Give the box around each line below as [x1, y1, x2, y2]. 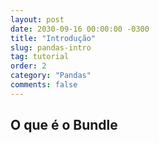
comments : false [10, 80, 78, 90]
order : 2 [10, 61, 47, 71]
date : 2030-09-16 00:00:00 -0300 [10, 24, 150, 34]
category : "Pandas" [10, 71, 92, 81]
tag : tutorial [10, 52, 70, 62]
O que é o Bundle [10, 117, 118, 134]
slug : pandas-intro [10, 42, 92, 53]
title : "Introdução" [10, 33, 97, 43]
